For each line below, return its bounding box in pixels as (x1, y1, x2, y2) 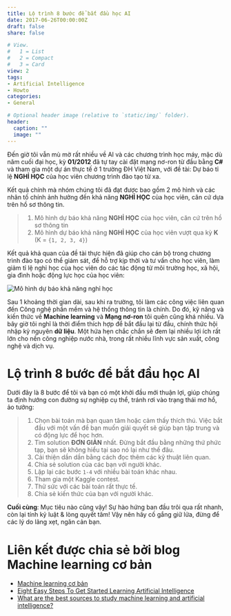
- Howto (7, 87, 30, 94)
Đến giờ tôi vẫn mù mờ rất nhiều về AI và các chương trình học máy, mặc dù (7, 150, 223, 159)
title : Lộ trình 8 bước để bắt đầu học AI (7, 10, 131, 17)
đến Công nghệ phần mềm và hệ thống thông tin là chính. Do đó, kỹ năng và (7, 305, 224, 313)
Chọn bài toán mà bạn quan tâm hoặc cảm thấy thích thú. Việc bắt (34, 417, 223, 425)
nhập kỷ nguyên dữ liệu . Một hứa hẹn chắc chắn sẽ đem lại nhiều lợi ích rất (7, 327, 221, 335)
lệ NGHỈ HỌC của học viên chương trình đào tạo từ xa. (7, 172, 161, 180)
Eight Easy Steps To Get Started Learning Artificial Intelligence (17, 587, 194, 595)
